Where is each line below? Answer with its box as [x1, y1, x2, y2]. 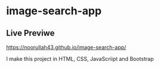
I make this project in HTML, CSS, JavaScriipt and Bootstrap [6, 55, 154, 62]
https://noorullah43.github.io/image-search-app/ [6, 44, 127, 51]
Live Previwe [6, 28, 55, 38]
